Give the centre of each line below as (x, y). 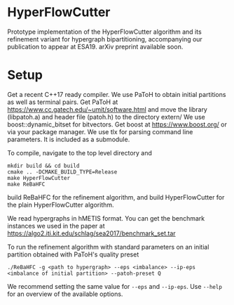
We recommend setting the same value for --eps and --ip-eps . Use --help (115, 286)
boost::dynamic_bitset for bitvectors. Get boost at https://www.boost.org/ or (117, 124)
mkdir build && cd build (43, 166)
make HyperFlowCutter (39, 178)
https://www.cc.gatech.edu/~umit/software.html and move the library (108, 109)
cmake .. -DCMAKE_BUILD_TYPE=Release (62, 172)
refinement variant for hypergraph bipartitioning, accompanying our (105, 39)
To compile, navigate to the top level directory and (80, 152)
